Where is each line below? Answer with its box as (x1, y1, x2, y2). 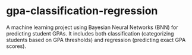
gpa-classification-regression (6, 4, 158, 18)
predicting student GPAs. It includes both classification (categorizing (6, 30, 174, 37)
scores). (6, 43, 27, 50)
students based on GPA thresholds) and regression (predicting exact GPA (6, 36, 186, 43)
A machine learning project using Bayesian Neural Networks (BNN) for (6, 24, 178, 31)
